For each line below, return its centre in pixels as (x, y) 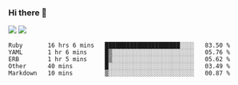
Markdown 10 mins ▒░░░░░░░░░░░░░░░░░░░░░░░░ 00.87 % (119, 73)
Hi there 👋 (28, 13)
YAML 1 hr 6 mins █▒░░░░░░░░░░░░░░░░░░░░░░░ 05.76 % (119, 52)
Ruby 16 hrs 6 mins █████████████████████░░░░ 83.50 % (119, 46)
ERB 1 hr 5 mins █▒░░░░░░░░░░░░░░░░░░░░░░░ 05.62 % (119, 60)
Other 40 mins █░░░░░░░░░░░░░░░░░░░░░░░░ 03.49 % (119, 67)
